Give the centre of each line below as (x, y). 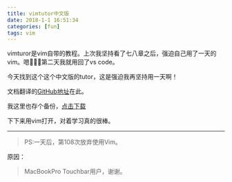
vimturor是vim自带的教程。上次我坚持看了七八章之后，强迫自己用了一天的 (112, 53)
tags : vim (21, 33)
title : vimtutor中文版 (38, 13)
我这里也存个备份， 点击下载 (47, 106)
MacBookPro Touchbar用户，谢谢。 (75, 172)
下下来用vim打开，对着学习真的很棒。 (61, 121)
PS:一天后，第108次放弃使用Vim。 (73, 142)
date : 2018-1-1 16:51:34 (43, 20)
